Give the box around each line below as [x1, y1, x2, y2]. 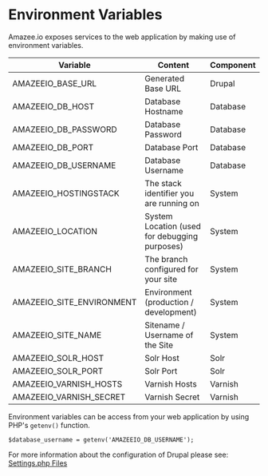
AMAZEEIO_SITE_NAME [12, 329, 102, 340]
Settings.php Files [8, 458, 68, 468]
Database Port [144, 141, 199, 153]
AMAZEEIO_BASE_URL [12, 77, 97, 89]
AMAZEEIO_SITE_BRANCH [12, 264, 112, 275]
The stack [144, 177, 182, 188]
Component [210, 59, 256, 70]
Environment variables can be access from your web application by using [8, 411, 250, 421]
